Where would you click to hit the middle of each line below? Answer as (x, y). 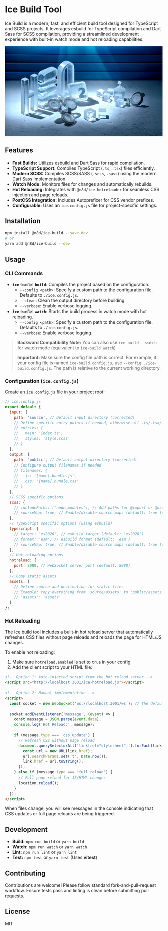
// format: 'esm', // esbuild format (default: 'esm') (72, 539)
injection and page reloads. (40, 195)
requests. (15, 896)
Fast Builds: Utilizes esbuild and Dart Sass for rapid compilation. (79, 163)
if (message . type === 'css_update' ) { (54, 735)
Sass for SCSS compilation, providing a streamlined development (72, 34)
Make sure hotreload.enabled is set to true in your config (71, 662)
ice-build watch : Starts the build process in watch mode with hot (80, 311)
